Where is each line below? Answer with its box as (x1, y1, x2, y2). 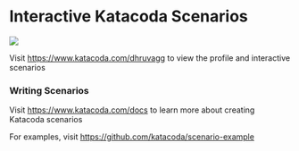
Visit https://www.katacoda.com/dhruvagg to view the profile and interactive (9, 52, 291, 63)
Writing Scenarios (9, 84, 89, 96)
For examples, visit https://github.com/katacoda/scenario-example (9, 131, 254, 142)
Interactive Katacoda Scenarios (9, 6, 248, 27)
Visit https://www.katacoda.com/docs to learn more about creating (9, 105, 255, 115)
